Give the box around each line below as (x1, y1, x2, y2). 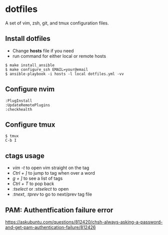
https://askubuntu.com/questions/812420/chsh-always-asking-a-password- (5, 219, 163, 225)
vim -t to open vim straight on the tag (12, 165, 89, 171)
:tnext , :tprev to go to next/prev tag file (12, 191, 92, 198)
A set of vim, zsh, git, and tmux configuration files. (5, 20, 109, 26)
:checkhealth (5, 107, 32, 112)
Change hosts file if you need (12, 47, 74, 53)
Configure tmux (5, 120, 55, 129)
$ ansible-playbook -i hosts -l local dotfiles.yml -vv (5, 71, 124, 76)
